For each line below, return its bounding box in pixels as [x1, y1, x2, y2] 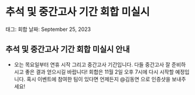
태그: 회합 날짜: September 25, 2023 [5, 26, 91, 33]
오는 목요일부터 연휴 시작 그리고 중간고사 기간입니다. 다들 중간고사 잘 [13, 61, 170, 68]
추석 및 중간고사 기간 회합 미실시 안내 [5, 44, 130, 54]
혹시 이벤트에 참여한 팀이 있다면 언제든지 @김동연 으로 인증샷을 [26, 75, 171, 82]
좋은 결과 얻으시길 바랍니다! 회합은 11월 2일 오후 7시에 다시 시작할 [25, 68, 174, 75]
